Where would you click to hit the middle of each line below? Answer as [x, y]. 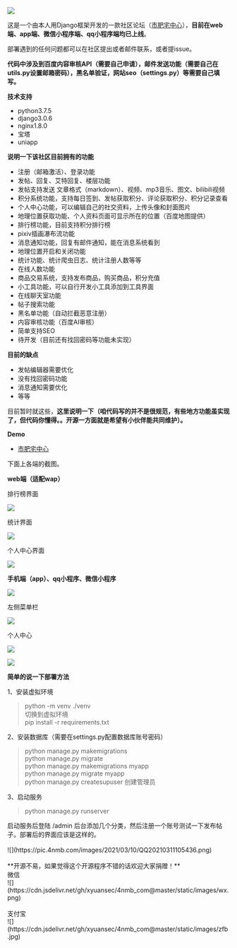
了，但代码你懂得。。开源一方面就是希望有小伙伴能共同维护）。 [97, 420]
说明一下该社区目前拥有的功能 [50, 157]
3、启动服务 [25, 797]
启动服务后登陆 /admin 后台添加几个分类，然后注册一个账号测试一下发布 [112, 826]
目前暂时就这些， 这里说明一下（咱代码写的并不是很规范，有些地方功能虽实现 [119, 411]
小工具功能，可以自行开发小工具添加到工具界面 [85, 287]
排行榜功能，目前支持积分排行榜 [64, 225]
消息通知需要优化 [42, 387]
